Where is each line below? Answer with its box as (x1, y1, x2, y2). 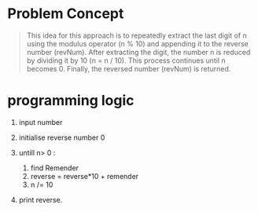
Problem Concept (7, 5, 124, 23)
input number (18, 117, 63, 126)
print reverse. (18, 195, 63, 204)
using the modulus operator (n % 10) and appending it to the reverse (26, 38, 249, 48)
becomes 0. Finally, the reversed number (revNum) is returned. (26, 64, 231, 73)
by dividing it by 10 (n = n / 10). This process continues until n (26, 56, 226, 65)
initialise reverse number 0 (18, 133, 105, 142)
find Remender (30, 163, 79, 173)
